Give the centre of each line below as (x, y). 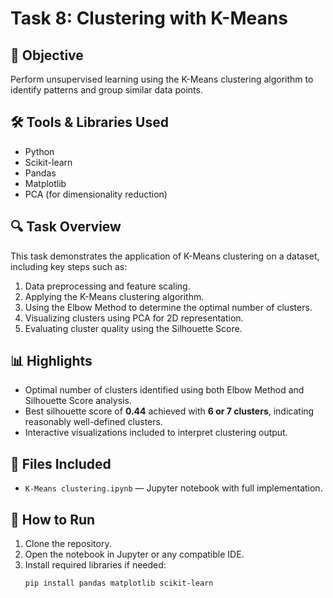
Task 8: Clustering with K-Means (149, 18)
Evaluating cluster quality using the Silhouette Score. (133, 328)
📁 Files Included (61, 463)
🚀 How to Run (53, 519)
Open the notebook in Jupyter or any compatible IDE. (134, 554)
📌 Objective (47, 55)
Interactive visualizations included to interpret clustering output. (156, 433)
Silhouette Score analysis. (78, 401)
